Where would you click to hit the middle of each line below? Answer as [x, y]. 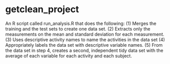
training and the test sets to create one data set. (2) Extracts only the [78, 28]
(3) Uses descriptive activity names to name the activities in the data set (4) [85, 40]
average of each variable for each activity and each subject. [69, 56]
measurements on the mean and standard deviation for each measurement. [85, 34]
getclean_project [42, 9]
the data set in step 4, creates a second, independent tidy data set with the [84, 50]
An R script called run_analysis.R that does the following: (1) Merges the [81, 23]
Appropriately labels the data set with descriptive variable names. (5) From [84, 45]
